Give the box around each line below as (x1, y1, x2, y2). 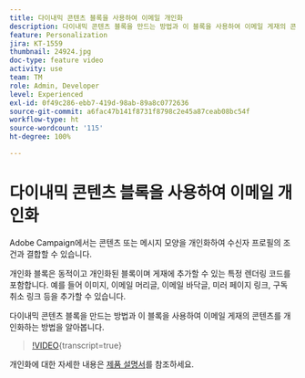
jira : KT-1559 (9, 38, 64, 48)
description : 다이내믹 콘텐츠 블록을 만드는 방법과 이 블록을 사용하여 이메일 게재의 (9, 22, 287, 31)
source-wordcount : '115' (9, 124, 104, 133)
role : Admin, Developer (9, 81, 100, 90)
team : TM (9, 73, 43, 82)
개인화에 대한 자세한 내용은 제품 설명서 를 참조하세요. (9, 358, 194, 370)
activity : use (9, 65, 64, 74)
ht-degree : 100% (9, 132, 71, 142)
